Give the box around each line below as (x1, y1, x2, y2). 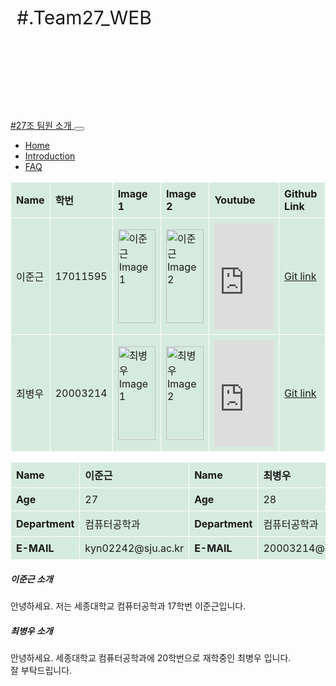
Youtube (214, 193, 256, 207)
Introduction (24, 150, 76, 162)
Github (284, 187, 318, 200)
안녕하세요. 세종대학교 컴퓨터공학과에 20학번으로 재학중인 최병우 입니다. (10, 651, 292, 664)
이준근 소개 (10, 573, 53, 585)
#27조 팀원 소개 (10, 120, 72, 131)
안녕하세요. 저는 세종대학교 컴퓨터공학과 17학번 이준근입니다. (10, 600, 247, 612)
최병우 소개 (10, 625, 53, 637)
